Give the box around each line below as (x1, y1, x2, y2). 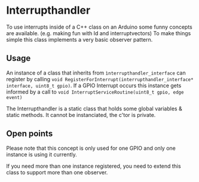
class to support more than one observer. (6, 168, 108, 176)
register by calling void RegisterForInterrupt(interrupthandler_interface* (6, 75, 194, 82)
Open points (6, 129, 53, 139)
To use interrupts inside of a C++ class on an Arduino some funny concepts (6, 23, 192, 30)
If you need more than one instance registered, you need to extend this (6, 162, 181, 169)
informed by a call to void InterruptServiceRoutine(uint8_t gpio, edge (6, 88, 184, 95)
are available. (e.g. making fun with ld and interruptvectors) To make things (6, 29, 191, 36)
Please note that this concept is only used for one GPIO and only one (6, 144, 176, 152)
